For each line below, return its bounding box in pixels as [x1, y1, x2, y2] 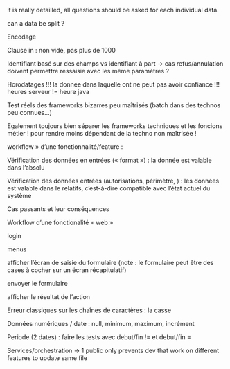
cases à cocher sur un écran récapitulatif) [7, 266, 127, 274]
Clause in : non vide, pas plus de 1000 [7, 46, 116, 54]
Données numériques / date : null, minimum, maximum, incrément [7, 320, 195, 327]
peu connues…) [7, 109, 52, 116]
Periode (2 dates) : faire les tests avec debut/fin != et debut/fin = [7, 333, 192, 341]
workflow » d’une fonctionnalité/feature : [7, 143, 123, 151]
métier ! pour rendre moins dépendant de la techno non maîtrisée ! [7, 129, 197, 137]
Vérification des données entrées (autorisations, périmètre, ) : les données [7, 177, 220, 185]
